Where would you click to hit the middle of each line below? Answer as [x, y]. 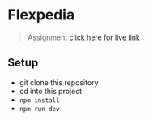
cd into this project [51, 91]
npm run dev [39, 109]
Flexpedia [41, 15]
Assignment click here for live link [84, 37]
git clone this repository [59, 82]
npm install [39, 100]
